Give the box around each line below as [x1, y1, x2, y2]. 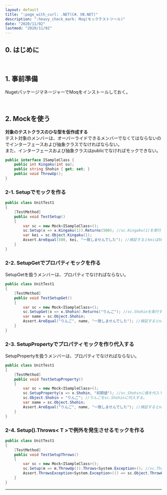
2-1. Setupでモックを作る [5, 188, 66, 195]
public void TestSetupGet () [14, 295, 72, 301]
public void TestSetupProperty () [14, 377, 83, 382]
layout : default [5, 7, 39, 12]
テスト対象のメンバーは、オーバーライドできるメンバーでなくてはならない [5, 135, 158, 141]
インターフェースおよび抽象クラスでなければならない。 [9, 141, 123, 147]
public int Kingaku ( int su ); [14, 162, 75, 167]
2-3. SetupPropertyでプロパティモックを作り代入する [5, 340, 134, 347]
